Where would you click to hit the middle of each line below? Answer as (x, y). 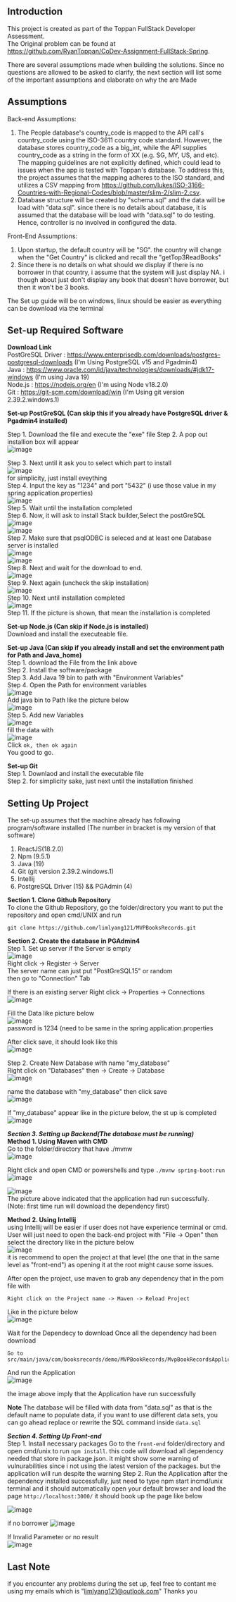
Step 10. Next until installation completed (66, 598)
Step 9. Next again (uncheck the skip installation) (78, 583)
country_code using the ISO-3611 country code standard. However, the (120, 140)
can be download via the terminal (55, 308)
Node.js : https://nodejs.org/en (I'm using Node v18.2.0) (88, 385)
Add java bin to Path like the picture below (68, 700)
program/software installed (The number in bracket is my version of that (112, 828)
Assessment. (26, 36)
